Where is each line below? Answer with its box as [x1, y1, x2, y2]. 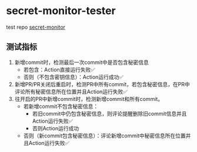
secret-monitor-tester [6, 4, 116, 18]
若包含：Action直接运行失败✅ [23, 66, 95, 73]
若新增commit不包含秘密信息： [23, 103, 99, 110]
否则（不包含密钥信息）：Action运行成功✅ [23, 73, 123, 80]
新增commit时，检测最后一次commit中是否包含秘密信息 [14, 59, 149, 66]
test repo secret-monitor [6, 23, 66, 31]
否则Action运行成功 [32, 124, 79, 131]
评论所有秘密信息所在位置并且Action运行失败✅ [14, 88, 128, 95]
